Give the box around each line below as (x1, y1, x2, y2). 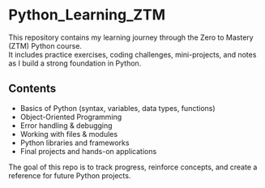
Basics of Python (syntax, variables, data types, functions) (19, 103, 216, 113)
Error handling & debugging (19, 120, 113, 130)
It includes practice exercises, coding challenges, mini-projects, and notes (8, 49, 257, 59)
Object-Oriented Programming (19, 112, 122, 122)
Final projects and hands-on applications (19, 146, 157, 156)
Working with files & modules (19, 129, 118, 139)
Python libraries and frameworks (19, 138, 130, 147)
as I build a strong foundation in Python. (8, 58, 142, 68)
